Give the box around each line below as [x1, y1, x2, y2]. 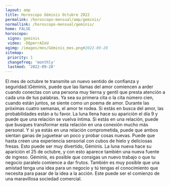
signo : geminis [7, 36, 40, 41]
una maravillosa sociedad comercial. [5, 176, 82, 182]
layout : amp [5, 7, 31, 13]
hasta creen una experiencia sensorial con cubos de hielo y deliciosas [5, 138, 153, 144]
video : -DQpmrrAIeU [7, 41, 49, 46]
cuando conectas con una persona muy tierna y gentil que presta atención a [5, 89, 165, 95]
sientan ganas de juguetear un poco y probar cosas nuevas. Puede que [5, 132, 155, 139]
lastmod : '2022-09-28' [7, 64, 56, 69]
